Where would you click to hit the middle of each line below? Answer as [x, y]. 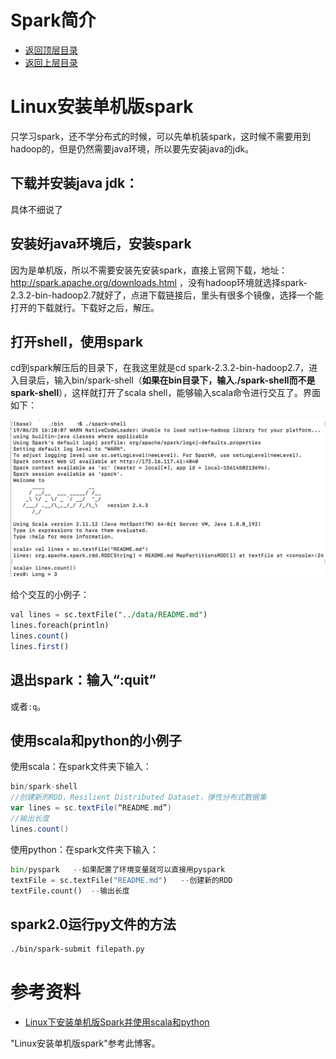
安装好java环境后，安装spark [101, 244]
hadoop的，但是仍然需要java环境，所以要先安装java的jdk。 [132, 148]
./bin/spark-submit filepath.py [77, 949]
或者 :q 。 [28, 706]
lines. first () [40, 646]
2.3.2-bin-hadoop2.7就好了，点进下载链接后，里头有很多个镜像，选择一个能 [167, 295]
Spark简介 [53, 20]
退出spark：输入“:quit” [83, 680]
